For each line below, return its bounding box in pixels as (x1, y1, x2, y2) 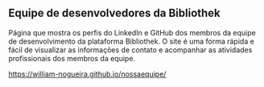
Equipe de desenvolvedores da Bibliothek (8, 6, 221, 20)
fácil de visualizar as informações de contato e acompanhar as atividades (8, 44, 253, 55)
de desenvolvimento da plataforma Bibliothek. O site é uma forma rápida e (8, 36, 255, 46)
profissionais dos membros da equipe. (8, 53, 135, 63)
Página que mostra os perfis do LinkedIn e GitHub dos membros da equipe (8, 27, 256, 37)
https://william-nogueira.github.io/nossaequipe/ (8, 68, 167, 79)
